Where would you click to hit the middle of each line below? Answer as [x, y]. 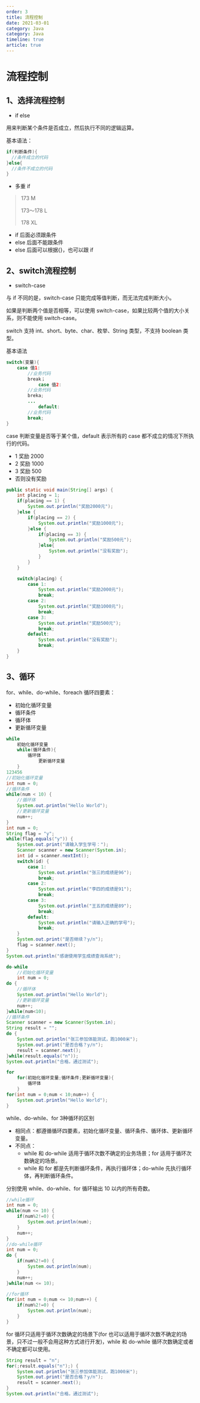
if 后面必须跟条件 [36, 235]
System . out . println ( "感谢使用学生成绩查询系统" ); [64, 956]
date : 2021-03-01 [28, 23]
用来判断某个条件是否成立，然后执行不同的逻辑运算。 [72, 128]
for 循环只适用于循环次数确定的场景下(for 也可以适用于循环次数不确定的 [94, 1334]
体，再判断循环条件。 [50, 1175]
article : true [24, 46]
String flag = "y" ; [30, 833]
